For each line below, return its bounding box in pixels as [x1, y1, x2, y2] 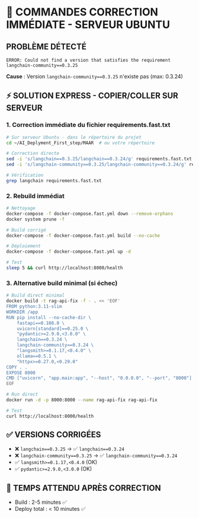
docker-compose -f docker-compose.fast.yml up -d [6, 249, 131, 255]
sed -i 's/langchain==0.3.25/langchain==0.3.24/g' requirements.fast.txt [6, 156, 192, 162]
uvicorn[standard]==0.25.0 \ [17, 326, 89, 332]
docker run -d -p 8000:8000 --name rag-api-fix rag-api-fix [6, 397, 158, 403]
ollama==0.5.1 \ [17, 353, 57, 359]
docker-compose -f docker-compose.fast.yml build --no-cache [6, 233, 161, 239]
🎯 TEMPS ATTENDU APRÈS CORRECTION [6, 483, 161, 493]
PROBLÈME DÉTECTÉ [6, 42, 87, 52]
